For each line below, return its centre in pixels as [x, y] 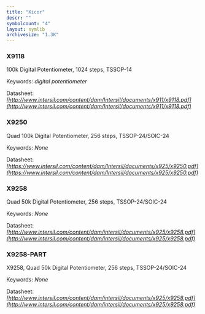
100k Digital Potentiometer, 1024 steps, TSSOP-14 [69, 70]
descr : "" [19, 18]
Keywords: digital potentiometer [47, 82]
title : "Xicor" [26, 12]
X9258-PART [27, 254]
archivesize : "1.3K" [33, 35]
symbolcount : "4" [29, 23]
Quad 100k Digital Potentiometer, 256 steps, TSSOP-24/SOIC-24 [88, 136]
